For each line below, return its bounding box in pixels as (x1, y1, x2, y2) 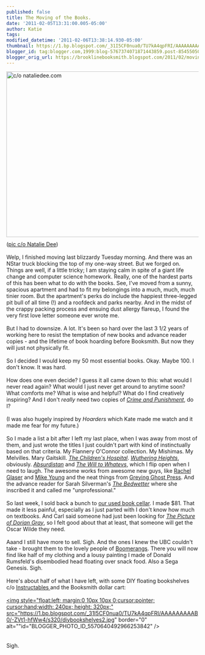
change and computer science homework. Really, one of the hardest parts (6, 272, 193, 280)
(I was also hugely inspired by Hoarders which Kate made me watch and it (6, 415, 193, 422)
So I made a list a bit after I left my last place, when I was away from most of (6, 434, 198, 442)
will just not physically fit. (6, 344, 70, 351)
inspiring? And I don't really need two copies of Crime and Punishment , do (6, 395, 194, 403)
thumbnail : (6, 43, 34, 49)
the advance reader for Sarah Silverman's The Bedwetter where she (6, 480, 178, 487)
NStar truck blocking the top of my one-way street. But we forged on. (6, 260, 181, 267)
